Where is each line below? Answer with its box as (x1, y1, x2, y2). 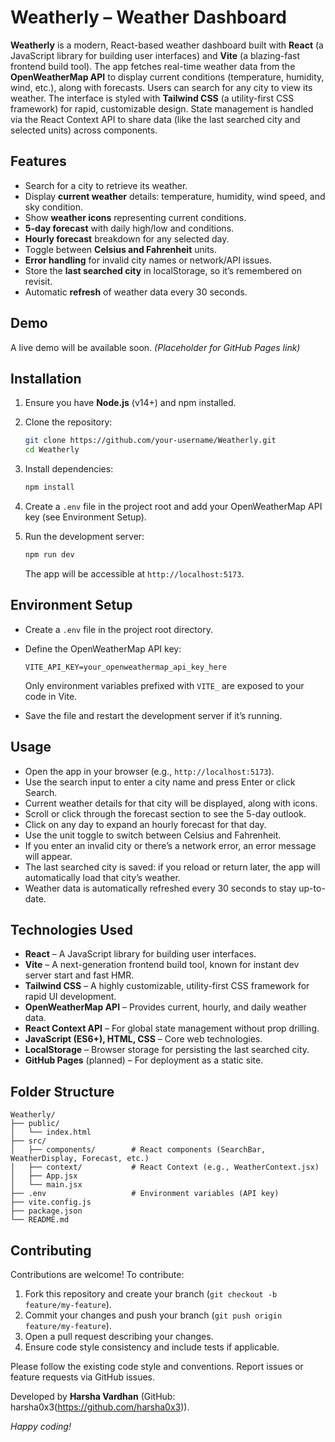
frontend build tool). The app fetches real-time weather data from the (10, 60, 296, 72)
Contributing (10, 1242, 92, 1259)
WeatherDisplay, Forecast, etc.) (10, 1154, 150, 1164)
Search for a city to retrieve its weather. (24, 179, 188, 191)
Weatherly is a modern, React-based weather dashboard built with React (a (10, 39, 324, 51)
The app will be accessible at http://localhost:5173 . (24, 567, 245, 580)
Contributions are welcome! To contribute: (10, 1268, 185, 1280)
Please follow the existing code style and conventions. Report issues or (10, 1360, 304, 1372)
